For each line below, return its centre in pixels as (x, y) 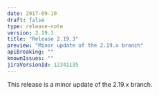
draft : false (26, 20)
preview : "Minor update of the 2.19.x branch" (75, 45)
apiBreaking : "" (30, 52)
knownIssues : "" (30, 59)
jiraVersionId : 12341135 (43, 65)
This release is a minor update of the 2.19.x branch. (80, 84)
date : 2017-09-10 (32, 13)
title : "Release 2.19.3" (43, 39)
